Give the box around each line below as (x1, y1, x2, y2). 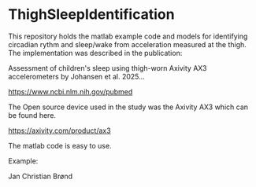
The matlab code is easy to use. (8, 141, 112, 150)
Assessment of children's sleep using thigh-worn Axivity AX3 (8, 63, 207, 72)
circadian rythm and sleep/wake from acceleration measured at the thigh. (8, 39, 247, 49)
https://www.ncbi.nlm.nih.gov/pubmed (8, 86, 133, 96)
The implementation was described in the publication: (8, 48, 183, 57)
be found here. (8, 110, 57, 119)
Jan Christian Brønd (8, 171, 73, 181)
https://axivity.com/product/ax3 (8, 126, 112, 135)
